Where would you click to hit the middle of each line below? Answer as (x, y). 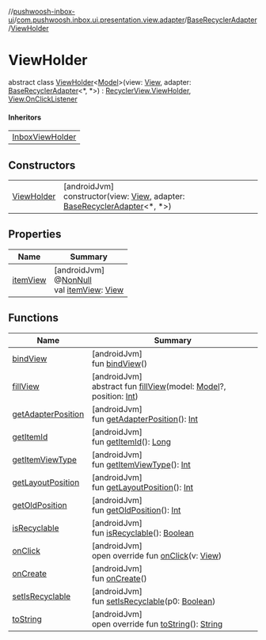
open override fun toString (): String (157, 623)
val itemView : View (89, 290)
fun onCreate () (119, 578)
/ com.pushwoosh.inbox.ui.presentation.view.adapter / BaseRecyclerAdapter (135, 20)
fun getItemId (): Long (131, 441)
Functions (34, 318)
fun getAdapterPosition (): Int (144, 419)
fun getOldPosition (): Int (136, 510)
